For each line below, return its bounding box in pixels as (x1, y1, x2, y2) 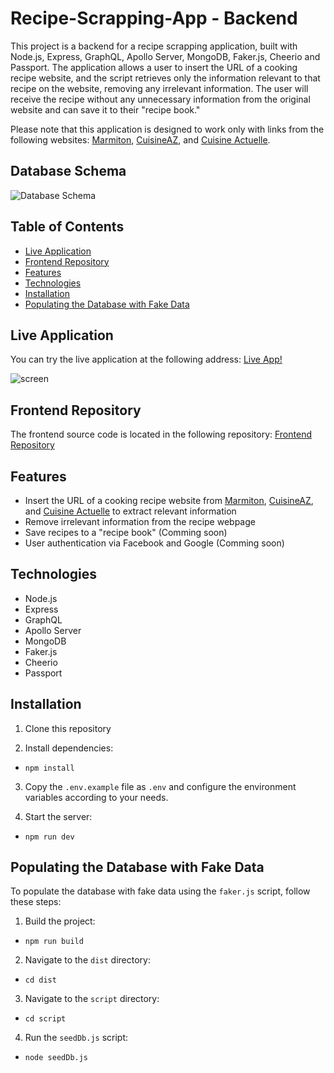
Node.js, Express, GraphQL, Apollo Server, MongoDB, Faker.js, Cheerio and (10, 50, 321, 62)
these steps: (10, 896, 62, 908)
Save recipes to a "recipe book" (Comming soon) (24, 527, 228, 538)
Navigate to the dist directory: (24, 954, 151, 966)
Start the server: (24, 810, 93, 822)
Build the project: (24, 915, 96, 927)
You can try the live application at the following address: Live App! (10, 353, 283, 366)
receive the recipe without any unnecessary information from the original (10, 93, 311, 105)
